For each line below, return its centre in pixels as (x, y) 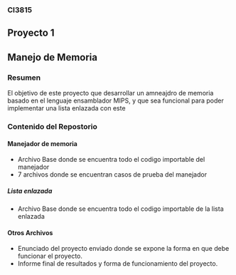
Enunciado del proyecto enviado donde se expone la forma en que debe (123, 249)
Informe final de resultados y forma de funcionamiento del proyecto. (118, 264)
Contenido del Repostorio (52, 126)
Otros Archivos (30, 232)
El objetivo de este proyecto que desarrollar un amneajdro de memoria (111, 93)
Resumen (24, 78)
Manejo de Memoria (53, 57)
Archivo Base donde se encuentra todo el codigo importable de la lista (120, 209)
